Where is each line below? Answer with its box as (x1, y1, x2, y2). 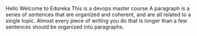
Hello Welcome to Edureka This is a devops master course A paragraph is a (5, 5, 190, 12)
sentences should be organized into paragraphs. (5, 23, 124, 30)
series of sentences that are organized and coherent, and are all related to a (5, 11, 191, 18)
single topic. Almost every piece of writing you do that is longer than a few (5, 17, 188, 24)
